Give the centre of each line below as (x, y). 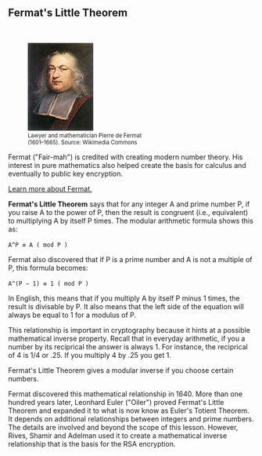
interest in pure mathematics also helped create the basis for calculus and (127, 165)
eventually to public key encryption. (66, 173)
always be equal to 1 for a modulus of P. (72, 315)
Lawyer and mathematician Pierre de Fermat (85, 135)
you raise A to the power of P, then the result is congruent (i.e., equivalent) (128, 212)
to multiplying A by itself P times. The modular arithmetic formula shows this (131, 221)
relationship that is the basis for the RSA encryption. (92, 443)
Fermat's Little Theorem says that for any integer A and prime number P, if (129, 204)
